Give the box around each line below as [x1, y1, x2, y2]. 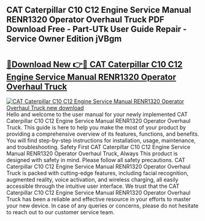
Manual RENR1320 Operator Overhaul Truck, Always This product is [6, 150, 178, 157]
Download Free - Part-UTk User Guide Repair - [6, 24, 187, 34]
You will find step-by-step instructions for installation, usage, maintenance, [6, 137, 196, 144]
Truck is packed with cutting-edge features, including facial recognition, [6, 169, 189, 177]
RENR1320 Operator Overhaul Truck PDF [6, 15, 164, 25]
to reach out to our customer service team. [6, 209, 115, 215]
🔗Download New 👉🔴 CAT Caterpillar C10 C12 [6, 59, 183, 69]
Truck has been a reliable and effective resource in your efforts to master [6, 196, 191, 203]
